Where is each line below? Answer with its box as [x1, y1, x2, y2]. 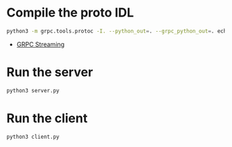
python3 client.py [6, 133, 60, 140]
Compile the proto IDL [6, 5, 134, 21]
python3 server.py [6, 87, 60, 94]
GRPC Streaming [16, 40, 65, 48]
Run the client [6, 110, 88, 126]
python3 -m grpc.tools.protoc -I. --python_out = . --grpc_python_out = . [6, 28, 215, 35]
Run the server [6, 64, 93, 80]
